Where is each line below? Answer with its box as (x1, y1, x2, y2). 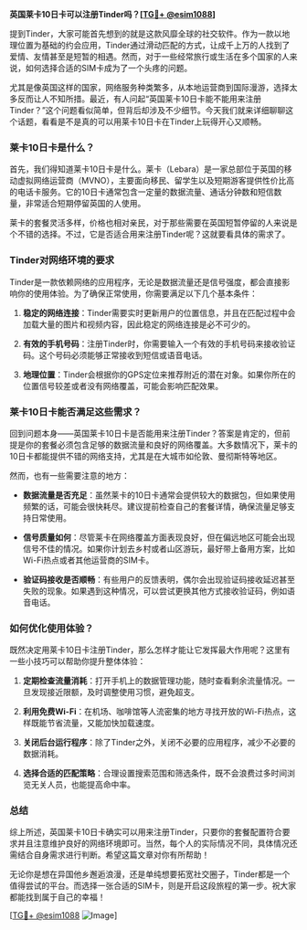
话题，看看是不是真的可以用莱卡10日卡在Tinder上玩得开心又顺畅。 (16, 116, 267, 127)
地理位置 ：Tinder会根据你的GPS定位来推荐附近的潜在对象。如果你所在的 (22, 369, 296, 380)
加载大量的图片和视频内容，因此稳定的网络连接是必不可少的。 (22, 319, 256, 330)
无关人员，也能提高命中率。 (30, 779, 135, 790)
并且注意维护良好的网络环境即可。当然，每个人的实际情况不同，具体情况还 (16, 838, 298, 849)
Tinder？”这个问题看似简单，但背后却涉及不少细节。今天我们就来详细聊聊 (9, 105, 286, 115)
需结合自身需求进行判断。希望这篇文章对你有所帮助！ (9, 850, 210, 861)
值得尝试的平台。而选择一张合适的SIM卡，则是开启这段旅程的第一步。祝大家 (9, 881, 297, 892)
